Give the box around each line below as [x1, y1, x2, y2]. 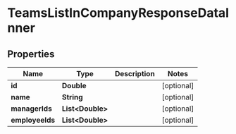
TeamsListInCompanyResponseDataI [7, 5, 230, 21]
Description [115, 69, 155, 78]
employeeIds [11, 115, 56, 125]
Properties [7, 48, 55, 60]
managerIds [11, 104, 53, 114]
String [62, 92, 83, 102]
